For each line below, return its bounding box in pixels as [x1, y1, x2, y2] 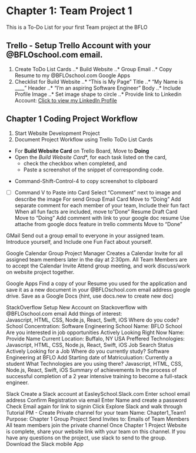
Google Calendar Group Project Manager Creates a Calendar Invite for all [6, 249, 183, 257]
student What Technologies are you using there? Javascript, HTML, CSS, [6, 360, 183, 367]
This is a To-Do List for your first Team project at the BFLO [6, 24, 148, 31]
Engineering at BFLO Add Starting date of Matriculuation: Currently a [6, 353, 172, 361]
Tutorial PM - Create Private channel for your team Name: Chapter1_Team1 [6, 409, 187, 416]
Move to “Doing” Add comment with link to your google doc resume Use [14, 214, 190, 221]
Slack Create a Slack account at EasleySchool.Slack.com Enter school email [6, 390, 190, 397]
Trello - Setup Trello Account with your [6, 41, 151, 51]
